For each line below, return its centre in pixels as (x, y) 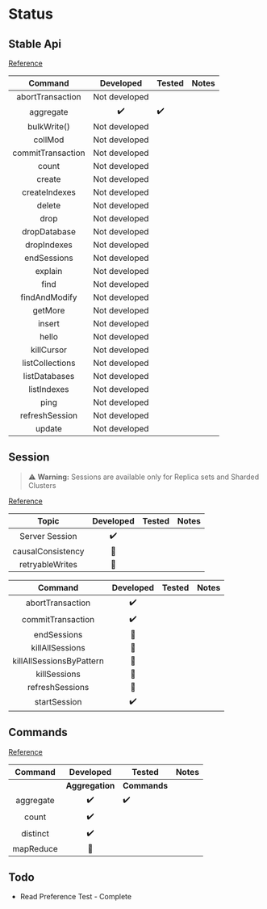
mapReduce (35, 848)
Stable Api (35, 44)
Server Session (48, 537)
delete (49, 205)
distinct (35, 834)
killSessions (58, 674)
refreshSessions (58, 687)
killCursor (49, 350)
